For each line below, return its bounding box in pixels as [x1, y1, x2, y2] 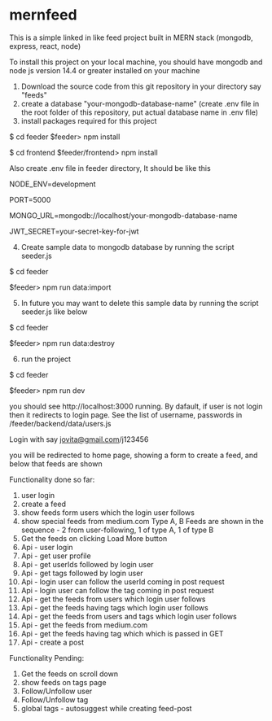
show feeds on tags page [20, 677, 107, 687]
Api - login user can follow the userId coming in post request [20, 576, 225, 587]
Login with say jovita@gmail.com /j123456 [9, 434, 149, 444]
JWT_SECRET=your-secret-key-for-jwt [9, 226, 139, 236]
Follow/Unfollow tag [20, 694, 89, 705]
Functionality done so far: [9, 474, 95, 484]
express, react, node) [9, 41, 81, 50]
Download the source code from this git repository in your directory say [20, 81, 261, 91]
